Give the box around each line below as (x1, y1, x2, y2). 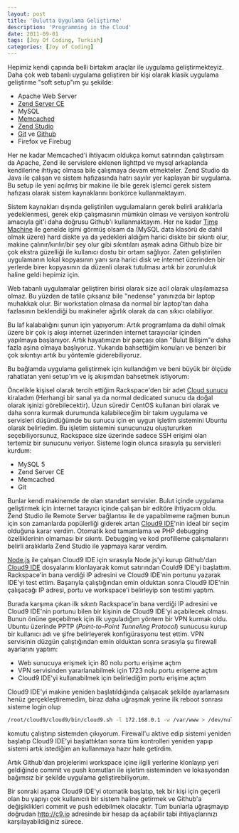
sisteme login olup (7, 703, 61, 711)
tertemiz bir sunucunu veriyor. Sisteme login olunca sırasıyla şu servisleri (7, 439, 221, 447)
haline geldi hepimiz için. (7, 271, 80, 279)
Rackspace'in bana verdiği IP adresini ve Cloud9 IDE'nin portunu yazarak (7, 571, 221, 579)
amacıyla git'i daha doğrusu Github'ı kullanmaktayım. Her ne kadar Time (7, 217, 218, 226)
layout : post (7, 10, 46, 18)
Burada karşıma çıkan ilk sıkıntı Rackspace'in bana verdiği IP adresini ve (7, 600, 218, 608)
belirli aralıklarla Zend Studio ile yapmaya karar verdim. (7, 542, 169, 550)
